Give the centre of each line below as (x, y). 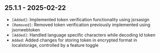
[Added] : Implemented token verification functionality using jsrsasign (80, 19)
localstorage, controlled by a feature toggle (55, 45)
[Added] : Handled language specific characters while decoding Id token (83, 35)
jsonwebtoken (26, 30)
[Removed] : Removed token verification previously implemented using (81, 25)
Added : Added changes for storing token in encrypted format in (74, 40)
